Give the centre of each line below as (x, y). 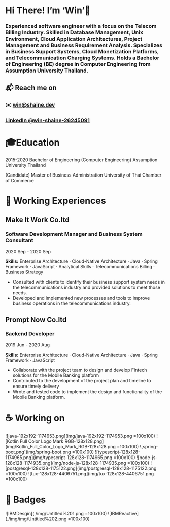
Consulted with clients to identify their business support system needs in (89, 282)
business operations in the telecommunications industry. (72, 303)
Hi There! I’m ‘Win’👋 (48, 10)
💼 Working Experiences (56, 201)
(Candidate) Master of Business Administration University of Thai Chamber (83, 175)
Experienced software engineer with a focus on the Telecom (81, 26)
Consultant (20, 240)
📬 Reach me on (31, 87)
